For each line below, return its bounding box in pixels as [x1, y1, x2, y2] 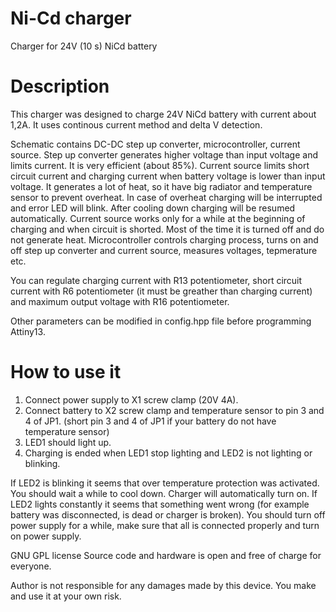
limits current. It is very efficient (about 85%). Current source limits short [10, 159, 310, 171]
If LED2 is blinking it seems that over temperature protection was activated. [10, 477, 320, 489]
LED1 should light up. [24, 436, 112, 448]
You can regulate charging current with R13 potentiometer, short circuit [10, 274, 303, 286]
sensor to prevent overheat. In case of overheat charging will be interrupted [10, 191, 323, 203]
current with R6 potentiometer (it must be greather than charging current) [10, 285, 313, 297]
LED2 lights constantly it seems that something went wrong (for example [10, 498, 310, 510]
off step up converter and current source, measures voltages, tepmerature [10, 244, 318, 256]
